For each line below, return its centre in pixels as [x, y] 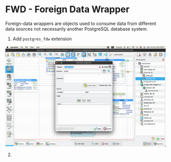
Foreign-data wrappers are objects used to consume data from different [81, 23]
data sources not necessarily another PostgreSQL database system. [77, 29]
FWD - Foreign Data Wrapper [67, 9]
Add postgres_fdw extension [42, 39]
